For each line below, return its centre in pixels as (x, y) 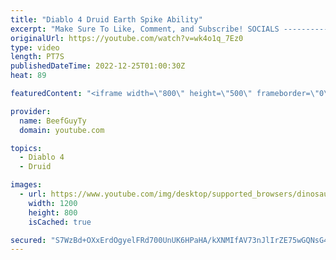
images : (26, 185)
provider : (31, 111)
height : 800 (53, 212)
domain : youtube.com (62, 130)
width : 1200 (53, 203)
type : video (35, 47)
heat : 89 (28, 76)
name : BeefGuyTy (53, 121)
